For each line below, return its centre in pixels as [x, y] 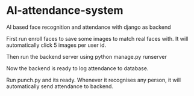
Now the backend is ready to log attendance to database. [77, 68]
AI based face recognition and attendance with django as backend [89, 27]
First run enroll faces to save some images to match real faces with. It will [97, 38]
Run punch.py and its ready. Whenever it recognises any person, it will [94, 80]
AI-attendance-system [65, 10]
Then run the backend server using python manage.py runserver [87, 56]
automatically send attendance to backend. [60, 86]
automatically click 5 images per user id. [56, 45]
